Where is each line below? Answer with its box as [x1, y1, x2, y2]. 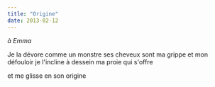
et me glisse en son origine [7, 71, 87, 80]
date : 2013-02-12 [7, 17, 59, 24]
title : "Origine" [7, 10, 59, 18]
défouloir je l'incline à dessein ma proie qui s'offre [7, 57, 154, 66]
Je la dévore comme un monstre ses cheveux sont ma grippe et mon [7, 50, 208, 59]
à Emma [7, 36, 32, 45]
